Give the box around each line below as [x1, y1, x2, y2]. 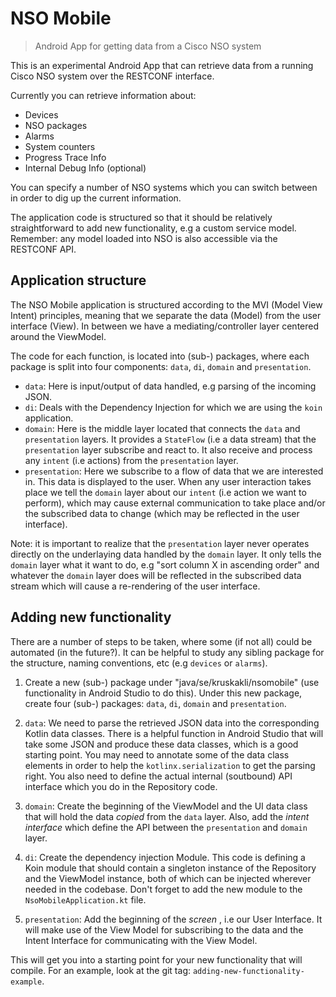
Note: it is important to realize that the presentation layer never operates [10, 537, 310, 549]
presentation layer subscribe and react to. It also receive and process [24, 443, 313, 456]
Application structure [10, 272, 147, 289]
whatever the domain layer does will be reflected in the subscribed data [10, 569, 302, 581]
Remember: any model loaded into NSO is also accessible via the [10, 232, 278, 244]
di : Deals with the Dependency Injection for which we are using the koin [24, 401, 323, 413]
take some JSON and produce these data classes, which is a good [24, 738, 299, 750]
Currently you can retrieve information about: [10, 89, 197, 101]
